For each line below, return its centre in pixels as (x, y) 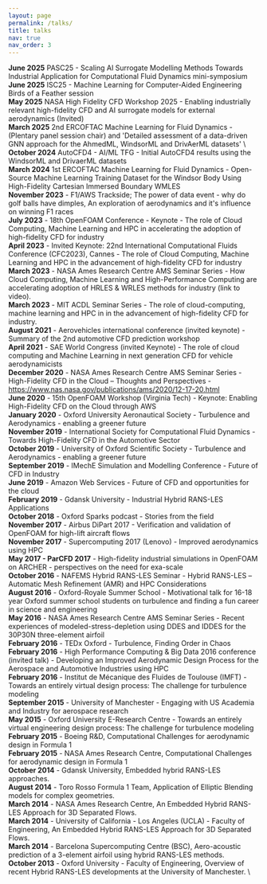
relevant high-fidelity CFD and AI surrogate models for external (112, 110)
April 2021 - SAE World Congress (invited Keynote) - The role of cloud (124, 347)
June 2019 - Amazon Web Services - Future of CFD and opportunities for (129, 483)
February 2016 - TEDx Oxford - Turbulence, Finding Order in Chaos (120, 643)
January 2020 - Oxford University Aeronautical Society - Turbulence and (129, 415)
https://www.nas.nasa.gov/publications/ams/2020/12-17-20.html (114, 389)
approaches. (29, 779)
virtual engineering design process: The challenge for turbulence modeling (131, 728)
